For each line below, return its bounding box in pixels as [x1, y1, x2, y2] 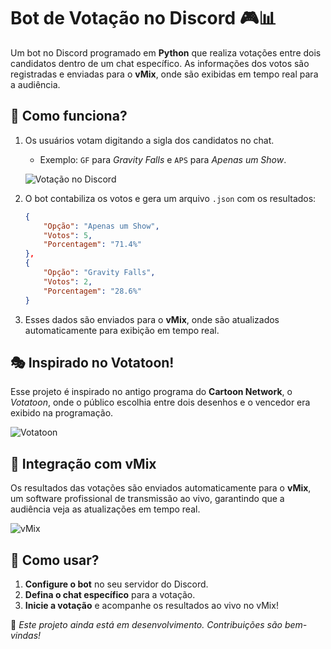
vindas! [10, 629, 42, 641]
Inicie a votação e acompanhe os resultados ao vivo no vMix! [24, 599, 279, 611]
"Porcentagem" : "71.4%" [43, 240, 142, 250]
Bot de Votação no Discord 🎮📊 [10, 7, 277, 30]
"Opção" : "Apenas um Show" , [43, 221, 160, 231]
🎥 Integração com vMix [10, 455, 157, 472]
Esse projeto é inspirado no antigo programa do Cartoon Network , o [10, 386, 293, 398]
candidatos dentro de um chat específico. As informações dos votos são [10, 57, 310, 69]
